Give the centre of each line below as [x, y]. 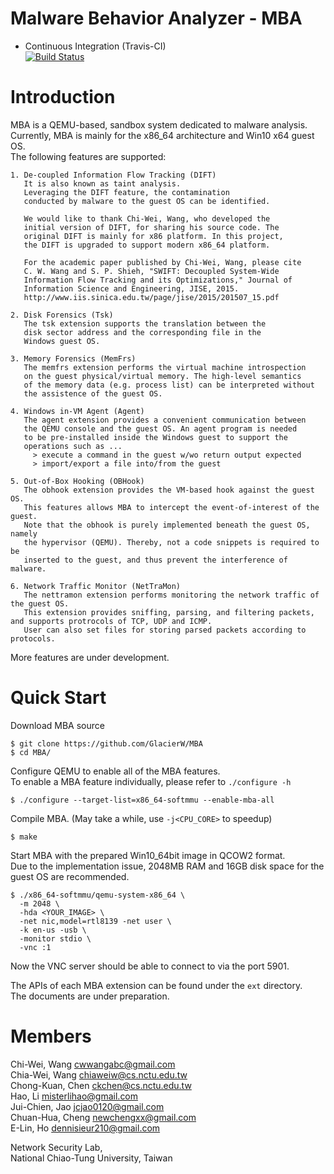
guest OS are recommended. [70, 876]
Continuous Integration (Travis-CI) [95, 46]
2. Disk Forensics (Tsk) [62, 315]
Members [51, 1036]
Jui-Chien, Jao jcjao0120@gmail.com [87, 1106]
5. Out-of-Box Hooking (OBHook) [77, 481]
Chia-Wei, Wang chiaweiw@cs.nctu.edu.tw [99, 1074]
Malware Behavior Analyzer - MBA [156, 18]
